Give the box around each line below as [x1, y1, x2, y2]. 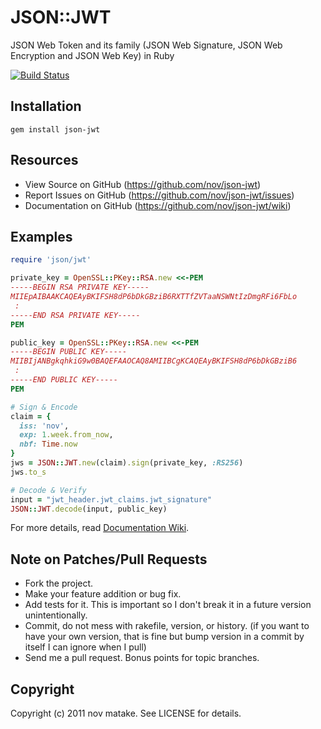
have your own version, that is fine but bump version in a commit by [24, 631, 305, 643]
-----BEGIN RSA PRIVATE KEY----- [10, 282, 150, 293]
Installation [10, 98, 82, 115]
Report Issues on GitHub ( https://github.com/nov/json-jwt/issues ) [24, 189, 295, 201]
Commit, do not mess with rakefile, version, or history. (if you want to [24, 620, 310, 632]
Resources [10, 152, 79, 169]
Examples [10, 228, 73, 245]
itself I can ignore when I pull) [24, 641, 147, 653]
